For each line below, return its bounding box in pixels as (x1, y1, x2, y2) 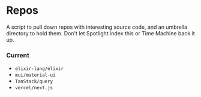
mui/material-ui (14, 72, 56, 78)
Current (6, 51, 30, 59)
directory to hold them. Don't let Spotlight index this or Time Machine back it (6, 29, 195, 37)
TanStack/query (14, 78, 53, 84)
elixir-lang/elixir (14, 66, 64, 72)
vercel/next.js (14, 85, 53, 91)
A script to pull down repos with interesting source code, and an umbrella (6, 23, 188, 31)
